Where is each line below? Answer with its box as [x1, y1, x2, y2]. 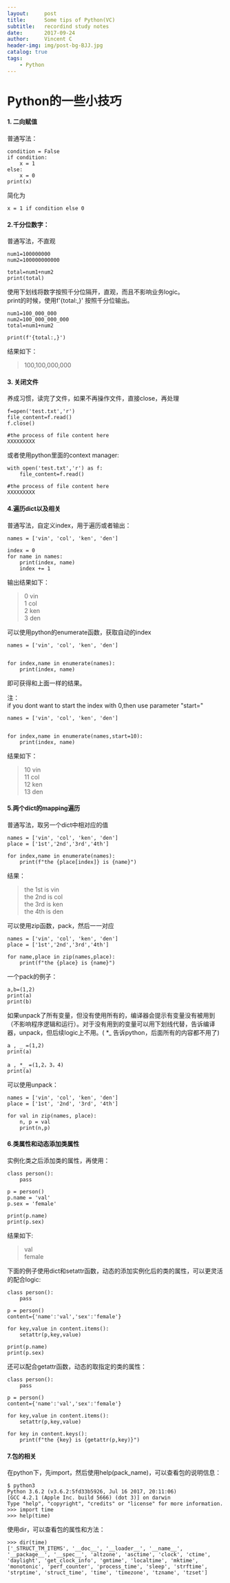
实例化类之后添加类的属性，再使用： [7, 1156, 110, 1165]
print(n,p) [19, 1125, 51, 1131]
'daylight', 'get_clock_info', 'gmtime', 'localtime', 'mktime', [7, 1557, 198, 1564]
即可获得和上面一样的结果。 [7, 678, 86, 687]
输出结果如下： [7, 578, 50, 586]
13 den [23, 787, 43, 796]
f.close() [7, 420, 36, 427]
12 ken [23, 780, 43, 788]
